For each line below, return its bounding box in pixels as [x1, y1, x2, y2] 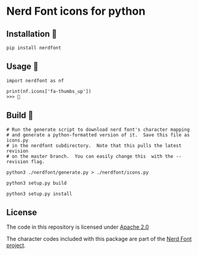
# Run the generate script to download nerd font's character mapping [6, 127, 190, 133]
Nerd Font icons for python [6, 4, 145, 18]
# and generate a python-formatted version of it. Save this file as [6, 131, 190, 138]
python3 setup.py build [6, 180, 67, 186]
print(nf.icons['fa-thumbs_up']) [6, 88, 92, 94]
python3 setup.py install [6, 191, 72, 197]
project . [6, 242, 26, 249]
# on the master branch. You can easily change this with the [6, 153, 174, 160]
